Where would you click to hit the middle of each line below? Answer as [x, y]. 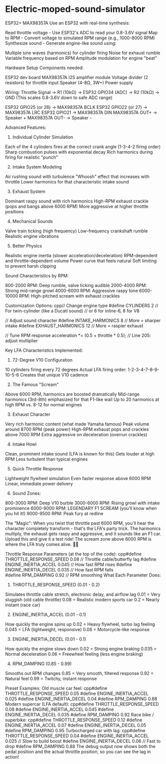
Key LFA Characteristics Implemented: [44, 350]
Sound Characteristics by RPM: [37, 276]
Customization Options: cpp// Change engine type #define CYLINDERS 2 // [82, 305]
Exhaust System [29, 191]
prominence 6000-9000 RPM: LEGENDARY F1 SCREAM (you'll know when [81, 508]
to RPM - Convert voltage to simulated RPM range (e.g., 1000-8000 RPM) [80, 38]
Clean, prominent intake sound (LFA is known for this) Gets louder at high [80, 454]
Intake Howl [25, 444]
